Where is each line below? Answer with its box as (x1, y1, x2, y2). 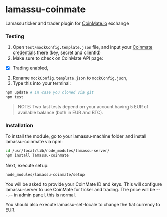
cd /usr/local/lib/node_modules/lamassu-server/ (5, 148, 110, 153)
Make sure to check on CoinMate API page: (12, 55, 103, 61)
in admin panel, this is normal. (14, 192, 76, 198)
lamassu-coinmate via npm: (5, 139, 63, 145)
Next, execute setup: (5, 162, 49, 169)
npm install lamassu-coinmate (5, 153, 69, 158)
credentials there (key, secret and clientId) (12, 49, 101, 56)
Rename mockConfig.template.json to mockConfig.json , (12, 75, 128, 81)
